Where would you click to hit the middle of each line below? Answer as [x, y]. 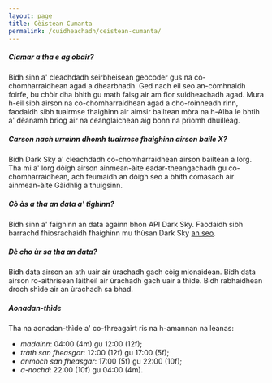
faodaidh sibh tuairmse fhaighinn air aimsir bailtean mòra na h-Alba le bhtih [134, 112]
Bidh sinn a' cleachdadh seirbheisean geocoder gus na [101, 77]
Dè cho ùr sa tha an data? [53, 252]
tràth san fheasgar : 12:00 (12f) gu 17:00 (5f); [95, 353]
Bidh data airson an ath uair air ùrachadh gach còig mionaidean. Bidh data [132, 272]
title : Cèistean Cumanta [50, 24]
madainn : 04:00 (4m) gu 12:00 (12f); [81, 344]
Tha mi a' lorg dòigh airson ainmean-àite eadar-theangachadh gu [118, 168]
